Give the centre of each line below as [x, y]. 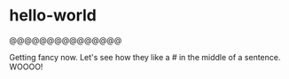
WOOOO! [26, 67]
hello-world [53, 16]
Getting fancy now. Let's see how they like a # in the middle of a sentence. [145, 57]
